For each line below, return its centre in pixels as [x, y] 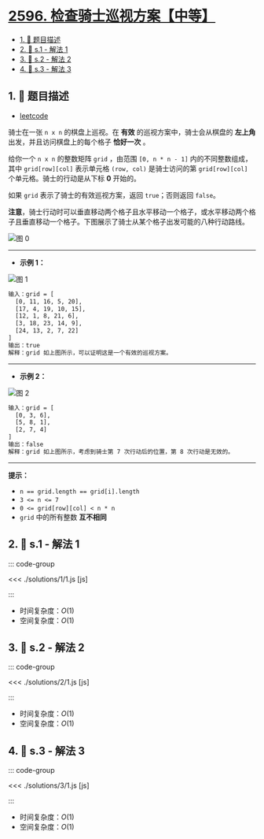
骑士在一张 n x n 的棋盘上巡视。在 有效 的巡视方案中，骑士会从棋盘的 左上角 [132, 132]
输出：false [26, 444]
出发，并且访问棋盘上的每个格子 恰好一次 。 [79, 142]
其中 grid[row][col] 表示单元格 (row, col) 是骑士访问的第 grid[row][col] [128, 168]
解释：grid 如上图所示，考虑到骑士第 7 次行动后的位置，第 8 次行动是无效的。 [121, 451]
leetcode [34, 116]
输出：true [24, 345]
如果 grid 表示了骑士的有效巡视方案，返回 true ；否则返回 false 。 [114, 195]
